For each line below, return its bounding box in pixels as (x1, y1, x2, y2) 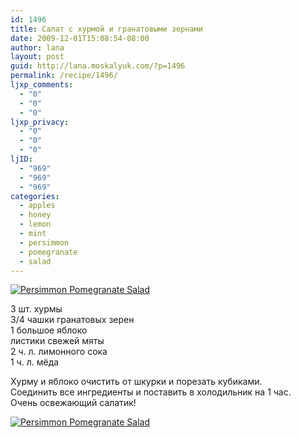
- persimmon (19, 237, 70, 248)
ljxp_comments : (10, 80, 74, 90)
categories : (10, 191, 60, 201)
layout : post (10, 52, 65, 62)
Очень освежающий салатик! (10, 397, 137, 409)
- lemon (19, 219, 52, 230)
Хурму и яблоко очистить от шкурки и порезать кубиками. (10, 376, 263, 388)
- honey (19, 210, 52, 220)
